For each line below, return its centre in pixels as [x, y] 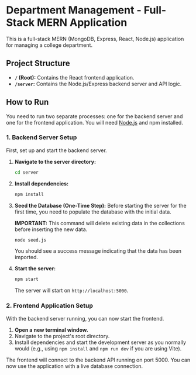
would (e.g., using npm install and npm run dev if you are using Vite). [98, 348]
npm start [27, 279]
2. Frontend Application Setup [50, 306]
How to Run [27, 102]
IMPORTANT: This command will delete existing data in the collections [100, 223]
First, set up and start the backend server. [56, 150]
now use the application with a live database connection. [75, 366]
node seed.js [30, 240]
